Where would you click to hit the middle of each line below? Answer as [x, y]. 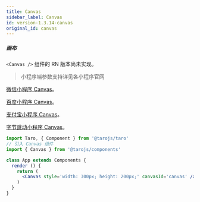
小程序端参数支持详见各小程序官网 [62, 77]
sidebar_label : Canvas [34, 17]
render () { [26, 166]
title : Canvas [24, 12]
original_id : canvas [32, 28]
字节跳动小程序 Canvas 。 [37, 127]
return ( [28, 171]
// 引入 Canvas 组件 [30, 144]
